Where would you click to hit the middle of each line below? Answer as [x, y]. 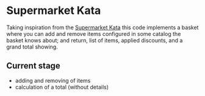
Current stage [34, 66]
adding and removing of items [53, 80]
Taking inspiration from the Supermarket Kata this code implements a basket [103, 27]
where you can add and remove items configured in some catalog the [94, 33]
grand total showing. [32, 47]
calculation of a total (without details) [62, 87]
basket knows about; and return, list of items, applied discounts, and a [95, 40]
